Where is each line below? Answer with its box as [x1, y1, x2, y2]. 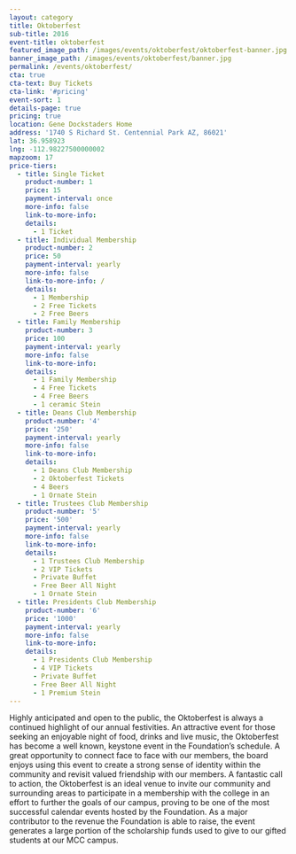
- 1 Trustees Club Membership [32, 556, 144, 565]
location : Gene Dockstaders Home [9, 120, 133, 129]
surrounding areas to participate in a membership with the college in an [9, 788, 270, 798]
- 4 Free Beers [32, 392, 90, 401]
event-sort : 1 [9, 95, 62, 105]
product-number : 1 [25, 178, 93, 187]
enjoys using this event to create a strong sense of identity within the [9, 759, 261, 771]
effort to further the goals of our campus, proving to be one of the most [9, 797, 270, 808]
